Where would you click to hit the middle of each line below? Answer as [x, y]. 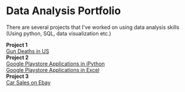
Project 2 [17, 57]
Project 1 [17, 45]
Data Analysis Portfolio [64, 11]
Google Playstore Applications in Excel [53, 70]
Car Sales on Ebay [29, 82]
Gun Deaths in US [28, 51]
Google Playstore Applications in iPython [55, 64]
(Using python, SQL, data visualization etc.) [59, 33]
